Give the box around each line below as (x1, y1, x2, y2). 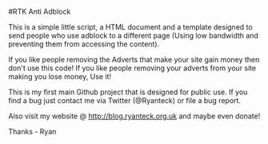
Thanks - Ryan (8, 127, 57, 136)
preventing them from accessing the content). (8, 39, 160, 49)
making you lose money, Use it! (8, 72, 112, 81)
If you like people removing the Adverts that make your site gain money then (8, 55, 260, 64)
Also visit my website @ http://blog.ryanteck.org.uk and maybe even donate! (8, 111, 261, 121)
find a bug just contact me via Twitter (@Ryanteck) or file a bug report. (8, 96, 242, 105)
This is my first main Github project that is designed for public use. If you (8, 87, 248, 97)
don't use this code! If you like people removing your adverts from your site (8, 63, 257, 73)
